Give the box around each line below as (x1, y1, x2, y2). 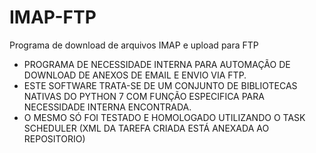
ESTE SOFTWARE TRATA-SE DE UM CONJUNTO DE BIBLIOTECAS (23, 79, 298, 91)
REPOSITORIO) (23, 132, 86, 145)
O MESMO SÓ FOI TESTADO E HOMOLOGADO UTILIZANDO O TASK (23, 111, 306, 123)
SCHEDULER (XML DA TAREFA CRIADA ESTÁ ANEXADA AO (23, 122, 270, 134)
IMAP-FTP (9, 6, 97, 29)
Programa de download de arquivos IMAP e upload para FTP (9, 39, 259, 51)
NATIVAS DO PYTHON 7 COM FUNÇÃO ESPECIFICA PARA (23, 90, 265, 102)
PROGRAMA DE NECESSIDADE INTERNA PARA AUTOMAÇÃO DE (23, 58, 291, 70)
